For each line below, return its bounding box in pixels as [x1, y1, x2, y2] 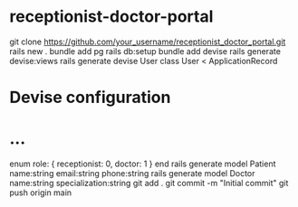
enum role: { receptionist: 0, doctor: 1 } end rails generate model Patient [9, 158, 276, 169]
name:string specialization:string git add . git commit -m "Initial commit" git [9, 178, 289, 189]
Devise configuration [9, 88, 171, 108]
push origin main [9, 187, 72, 198]
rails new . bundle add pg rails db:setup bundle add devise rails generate [9, 45, 281, 56]
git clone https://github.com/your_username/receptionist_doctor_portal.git [9, 36, 286, 47]
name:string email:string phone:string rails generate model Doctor [9, 168, 255, 179]
